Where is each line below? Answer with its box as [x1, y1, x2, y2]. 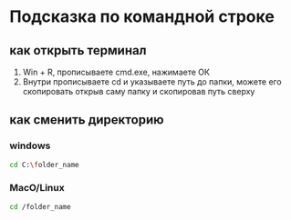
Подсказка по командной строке [9, 6, 275, 27]
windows [9, 139, 51, 152]
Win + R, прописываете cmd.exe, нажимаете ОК [22, 66, 210, 77]
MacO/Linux [9, 182, 66, 195]
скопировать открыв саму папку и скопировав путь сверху [22, 86, 255, 96]
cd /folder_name [9, 202, 71, 211]
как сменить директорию [9, 112, 164, 128]
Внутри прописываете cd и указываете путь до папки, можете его [22, 76, 282, 87]
